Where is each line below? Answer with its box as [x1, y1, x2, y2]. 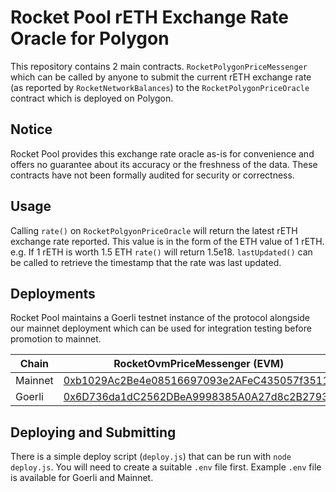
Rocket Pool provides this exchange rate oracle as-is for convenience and [10, 147, 315, 160]
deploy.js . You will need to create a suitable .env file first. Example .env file [10, 461, 322, 473]
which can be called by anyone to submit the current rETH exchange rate [10, 71, 312, 83]
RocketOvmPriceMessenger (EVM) [113, 357, 285, 371]
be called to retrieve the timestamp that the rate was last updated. [10, 256, 282, 268]
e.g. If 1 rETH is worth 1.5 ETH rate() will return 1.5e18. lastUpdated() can [10, 246, 313, 258]
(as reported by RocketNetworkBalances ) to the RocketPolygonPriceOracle [10, 81, 310, 93]
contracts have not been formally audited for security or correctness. [10, 169, 295, 181]
